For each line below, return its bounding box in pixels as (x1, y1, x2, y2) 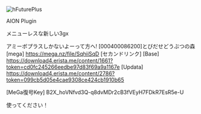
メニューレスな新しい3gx (6, 30, 69, 37)
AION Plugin (6, 17, 37, 24)
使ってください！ (6, 101, 48, 109)
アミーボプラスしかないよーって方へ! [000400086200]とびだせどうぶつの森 (6, 43, 196, 49)
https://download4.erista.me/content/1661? (6, 57, 113, 64)
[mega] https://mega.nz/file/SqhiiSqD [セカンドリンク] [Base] (6, 50, 159, 57)
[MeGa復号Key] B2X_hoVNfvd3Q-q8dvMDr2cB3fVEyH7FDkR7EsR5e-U (6, 89, 184, 96)
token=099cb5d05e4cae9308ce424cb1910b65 (6, 76, 124, 83)
